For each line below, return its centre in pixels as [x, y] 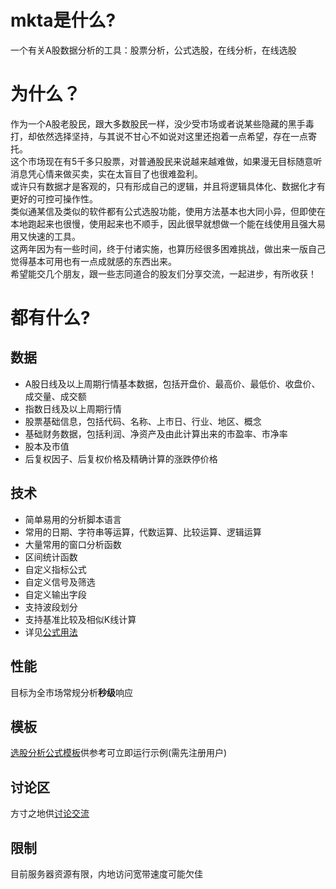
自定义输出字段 [55, 594]
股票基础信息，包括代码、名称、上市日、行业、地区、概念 [143, 421]
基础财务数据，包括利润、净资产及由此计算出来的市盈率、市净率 [156, 433]
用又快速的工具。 [45, 236]
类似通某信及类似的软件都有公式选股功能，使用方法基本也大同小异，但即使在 [168, 211]
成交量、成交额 [55, 396]
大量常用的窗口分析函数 [73, 544]
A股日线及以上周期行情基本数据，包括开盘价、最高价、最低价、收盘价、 [172, 383]
